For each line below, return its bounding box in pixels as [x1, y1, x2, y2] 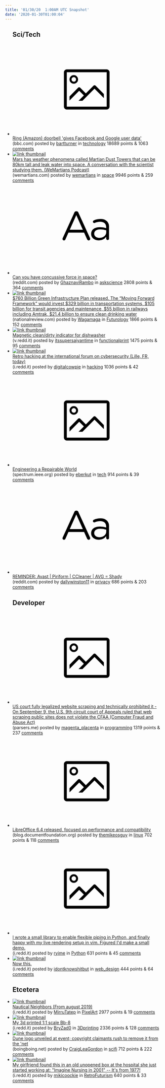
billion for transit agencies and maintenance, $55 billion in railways [12, 306, 148, 312]
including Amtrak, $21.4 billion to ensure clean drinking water [12, 311, 137, 317]
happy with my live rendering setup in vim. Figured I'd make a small [12, 939, 150, 946]
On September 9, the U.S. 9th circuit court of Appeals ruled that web [12, 708, 152, 715]
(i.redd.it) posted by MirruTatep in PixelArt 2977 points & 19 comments [12, 1009, 156, 1015]
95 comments [12, 343, 41, 349]
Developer [12, 599, 45, 607]
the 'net [12, 1041, 28, 1047]
